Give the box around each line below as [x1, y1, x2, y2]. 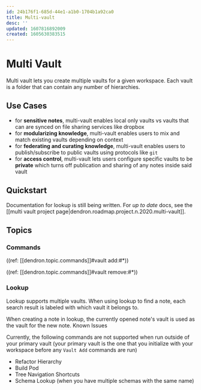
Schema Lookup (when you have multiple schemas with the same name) [14, 377, 194, 384]
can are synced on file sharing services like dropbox [14, 123, 145, 130]
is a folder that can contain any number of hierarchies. [6, 84, 140, 91]
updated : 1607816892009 [6, 25, 66, 32]
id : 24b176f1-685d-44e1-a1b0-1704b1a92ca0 [6, 8, 114, 15]
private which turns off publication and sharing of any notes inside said [14, 161, 192, 169]
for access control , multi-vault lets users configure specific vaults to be [14, 155, 193, 162]
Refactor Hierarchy [14, 357, 62, 365]
